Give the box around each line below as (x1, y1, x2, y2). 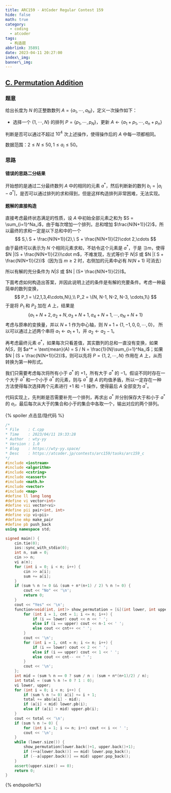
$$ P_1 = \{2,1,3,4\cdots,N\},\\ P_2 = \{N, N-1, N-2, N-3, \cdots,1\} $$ (14, 294, 157, 300)
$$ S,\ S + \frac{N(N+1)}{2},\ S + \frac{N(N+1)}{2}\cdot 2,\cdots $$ (14, 236, 157, 242)
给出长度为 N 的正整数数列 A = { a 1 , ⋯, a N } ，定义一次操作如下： (5, 107, 137, 115)
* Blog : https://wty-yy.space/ (5, 446, 81, 451)
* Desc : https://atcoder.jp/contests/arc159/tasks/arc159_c (5, 451, 145, 456)
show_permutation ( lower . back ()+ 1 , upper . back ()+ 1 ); (23, 745, 136, 750)
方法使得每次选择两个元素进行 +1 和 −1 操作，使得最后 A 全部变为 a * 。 (5, 382, 152, 389)
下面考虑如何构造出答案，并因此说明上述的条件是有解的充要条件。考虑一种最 (5, 279, 166, 285)
